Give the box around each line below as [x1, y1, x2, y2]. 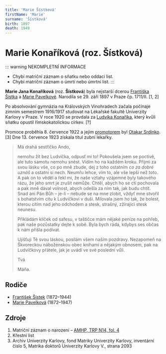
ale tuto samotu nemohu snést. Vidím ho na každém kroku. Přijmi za [17, 159, 157, 165]
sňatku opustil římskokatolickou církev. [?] [5, 119, 91, 125]
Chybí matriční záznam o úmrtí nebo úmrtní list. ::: [12, 79, 115, 85]
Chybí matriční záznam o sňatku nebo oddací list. [12, 73, 113, 80]
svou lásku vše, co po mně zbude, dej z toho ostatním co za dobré [17, 164, 154, 170]
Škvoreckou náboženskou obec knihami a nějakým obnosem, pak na [17, 242, 158, 248]
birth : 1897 [5, 21, 30, 26]
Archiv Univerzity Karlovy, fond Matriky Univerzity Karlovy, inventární [12, 338, 154, 344]
